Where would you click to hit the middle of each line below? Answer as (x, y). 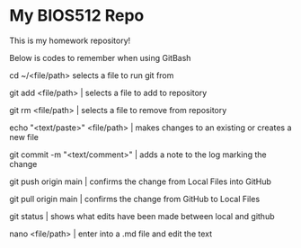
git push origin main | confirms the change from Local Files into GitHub (141, 182)
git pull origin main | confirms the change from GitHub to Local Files (135, 199)
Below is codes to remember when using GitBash (100, 58)
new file (24, 137)
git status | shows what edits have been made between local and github (142, 216)
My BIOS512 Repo (77, 16)
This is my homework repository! (70, 40)
